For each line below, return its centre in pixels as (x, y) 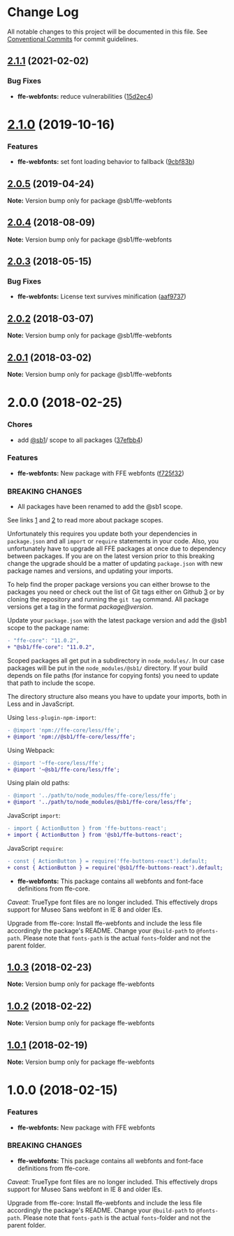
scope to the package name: (48, 628)
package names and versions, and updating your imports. (90, 571)
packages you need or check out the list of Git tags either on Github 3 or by (116, 592)
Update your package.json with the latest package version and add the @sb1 (117, 620)
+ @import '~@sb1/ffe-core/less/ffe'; (64, 770)
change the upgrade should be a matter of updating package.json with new (115, 564)
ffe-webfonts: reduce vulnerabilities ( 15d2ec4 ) (85, 96)
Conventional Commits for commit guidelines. (73, 39)
